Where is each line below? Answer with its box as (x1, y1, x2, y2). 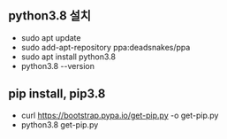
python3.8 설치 (8, 8, 92, 24)
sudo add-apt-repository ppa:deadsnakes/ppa (20, 42, 191, 52)
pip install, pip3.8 (8, 87, 106, 102)
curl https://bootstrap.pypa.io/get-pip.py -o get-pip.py (20, 110, 219, 120)
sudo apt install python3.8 (20, 51, 117, 62)
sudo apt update (20, 32, 81, 42)
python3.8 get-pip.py (20, 119, 99, 130)
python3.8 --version (20, 60, 95, 71)
